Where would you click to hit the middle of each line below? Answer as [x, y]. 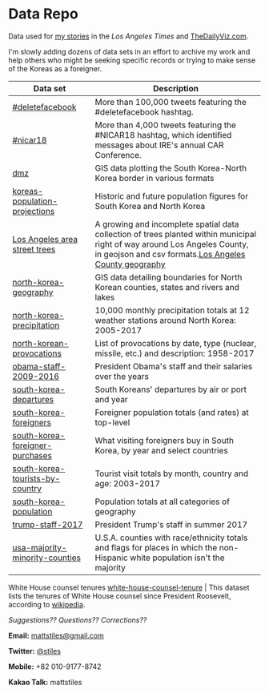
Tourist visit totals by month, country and [172, 473]
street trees [34, 249]
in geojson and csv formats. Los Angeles [170, 254]
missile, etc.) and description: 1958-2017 [175, 353]
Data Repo [43, 14]
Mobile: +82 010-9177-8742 [55, 667]
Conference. [118, 155]
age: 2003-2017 [128, 483]
